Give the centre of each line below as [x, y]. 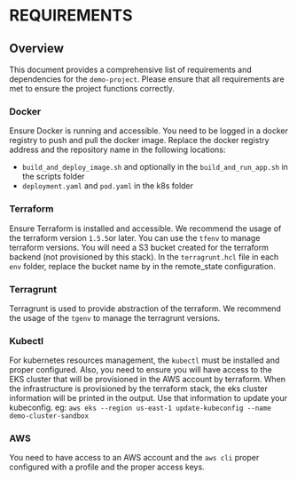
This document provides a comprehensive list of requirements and [130, 69]
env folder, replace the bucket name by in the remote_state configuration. [143, 266]
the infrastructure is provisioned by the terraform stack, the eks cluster [139, 389]
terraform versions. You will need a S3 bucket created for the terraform [139, 247]
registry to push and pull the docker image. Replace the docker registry [139, 140]
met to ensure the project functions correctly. [92, 88]
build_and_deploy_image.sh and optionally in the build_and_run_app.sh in [155, 167]
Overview [37, 48]
